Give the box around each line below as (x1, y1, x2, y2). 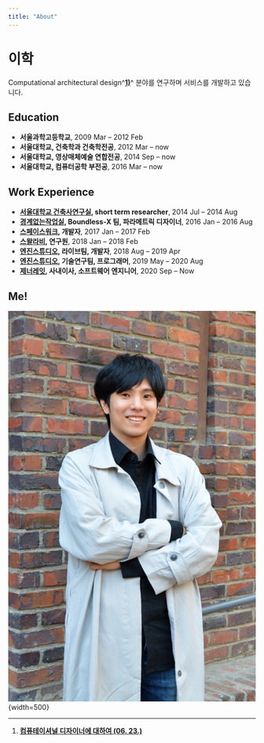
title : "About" (8, 13, 58, 20)
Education (8, 110, 60, 124)
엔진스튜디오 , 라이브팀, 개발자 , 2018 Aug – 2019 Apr (19, 246, 181, 256)
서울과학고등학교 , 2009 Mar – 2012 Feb (19, 132, 144, 142)
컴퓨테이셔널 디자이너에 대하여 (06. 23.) (19, 726, 143, 735)
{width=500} (8, 702, 49, 712)
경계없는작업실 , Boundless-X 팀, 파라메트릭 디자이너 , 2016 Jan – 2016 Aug (19, 217, 253, 227)
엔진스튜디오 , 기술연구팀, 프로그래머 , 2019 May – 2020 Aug (19, 257, 203, 266)
